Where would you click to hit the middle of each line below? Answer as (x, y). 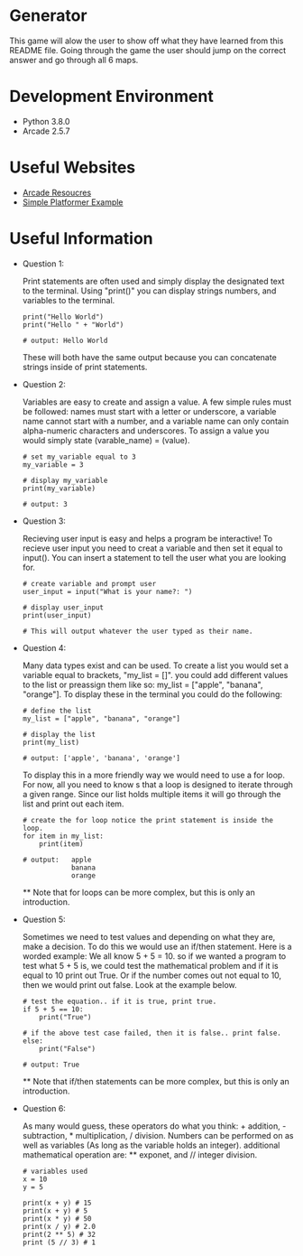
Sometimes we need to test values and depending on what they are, (149, 936)
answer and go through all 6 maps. (74, 60)
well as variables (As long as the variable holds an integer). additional (151, 1145)
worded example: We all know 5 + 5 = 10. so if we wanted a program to (154, 956)
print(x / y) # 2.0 (59, 1226)
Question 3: (44, 521)
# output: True (51, 1065)
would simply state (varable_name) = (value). (106, 440)
